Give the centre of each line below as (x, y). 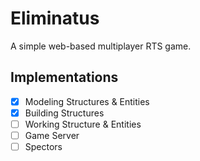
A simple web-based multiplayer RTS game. (101, 46)
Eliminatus (55, 18)
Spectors (43, 146)
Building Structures (64, 113)
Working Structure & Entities (83, 124)
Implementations (64, 77)
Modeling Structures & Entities (87, 101)
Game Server (52, 135)
